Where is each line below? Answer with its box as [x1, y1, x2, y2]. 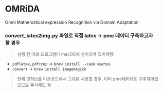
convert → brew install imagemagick [12, 66, 87, 72]
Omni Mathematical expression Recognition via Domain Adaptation [5, 19, 139, 25]
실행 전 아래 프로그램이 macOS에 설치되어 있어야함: [17, 52, 115, 57]
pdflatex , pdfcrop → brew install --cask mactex [12, 61, 111, 67]
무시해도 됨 [30, 82, 51, 88]
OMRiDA [5, 3, 40, 14]
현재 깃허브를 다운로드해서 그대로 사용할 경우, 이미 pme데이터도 [17, 76, 138, 82]
